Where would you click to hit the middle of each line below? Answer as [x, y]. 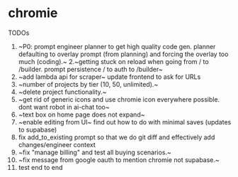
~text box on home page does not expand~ [81, 114]
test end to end [40, 167]
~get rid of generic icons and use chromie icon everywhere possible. [119, 99]
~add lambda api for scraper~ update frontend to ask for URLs [109, 77]
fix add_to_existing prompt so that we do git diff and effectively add [117, 137]
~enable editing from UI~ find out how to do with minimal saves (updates [125, 122]
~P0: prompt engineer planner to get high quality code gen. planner [117, 46]
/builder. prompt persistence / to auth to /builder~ [90, 69]
